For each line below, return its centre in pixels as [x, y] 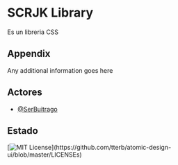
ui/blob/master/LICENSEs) [44, 155]
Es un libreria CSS [33, 32]
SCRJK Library [50, 13]
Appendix [29, 54]
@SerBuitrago [37, 109]
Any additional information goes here [60, 70]
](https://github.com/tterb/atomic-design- [111, 148]
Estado [23, 131]
